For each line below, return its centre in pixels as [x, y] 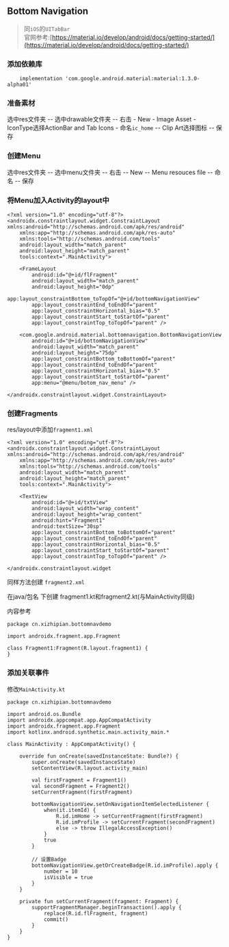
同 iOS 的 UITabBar [47, 28]
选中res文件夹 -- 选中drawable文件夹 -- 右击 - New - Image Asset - [102, 119]
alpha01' [19, 85]
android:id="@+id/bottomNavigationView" [90, 341]
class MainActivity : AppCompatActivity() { [71, 744]
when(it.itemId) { [70, 810]
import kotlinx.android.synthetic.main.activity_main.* [88, 732]
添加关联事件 [28, 673]
